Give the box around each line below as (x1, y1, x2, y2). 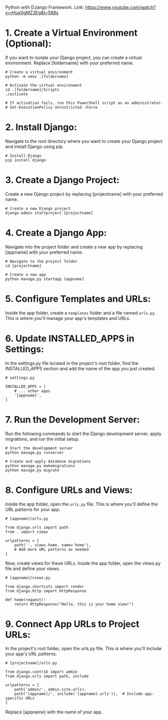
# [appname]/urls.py (5, 516, 49, 521)
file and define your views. (5, 566, 60, 572)
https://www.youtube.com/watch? (85, 5, 156, 10)
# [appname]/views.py (5, 575, 51, 580)
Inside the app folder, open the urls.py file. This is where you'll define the (5, 501, 158, 507)
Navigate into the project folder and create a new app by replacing (5, 244, 143, 250)
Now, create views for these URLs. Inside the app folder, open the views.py (5, 560, 161, 566)
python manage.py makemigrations (5, 463, 75, 468)
